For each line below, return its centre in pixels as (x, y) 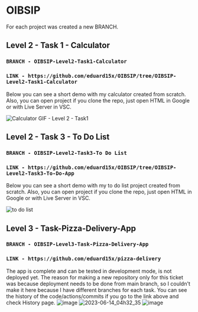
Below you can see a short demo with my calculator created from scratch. (96, 94)
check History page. (31, 303)
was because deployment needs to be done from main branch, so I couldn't (98, 284)
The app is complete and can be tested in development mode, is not (89, 271)
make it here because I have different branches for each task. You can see (97, 290)
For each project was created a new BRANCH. (62, 27)
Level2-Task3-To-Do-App (40, 173)
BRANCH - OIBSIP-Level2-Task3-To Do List (66, 153)
